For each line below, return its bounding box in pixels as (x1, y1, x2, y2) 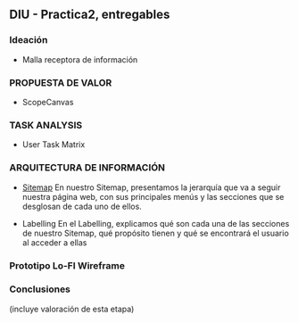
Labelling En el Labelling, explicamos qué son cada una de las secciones (21, 218, 290, 228)
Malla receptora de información (21, 54, 138, 65)
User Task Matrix (21, 139, 86, 150)
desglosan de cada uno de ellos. (21, 201, 143, 211)
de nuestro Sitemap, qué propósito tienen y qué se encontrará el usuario (21, 228, 290, 238)
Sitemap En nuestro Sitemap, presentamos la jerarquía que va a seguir (21, 182, 281, 193)
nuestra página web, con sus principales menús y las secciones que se (21, 191, 285, 202)
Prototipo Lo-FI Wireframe (9, 259, 125, 271)
